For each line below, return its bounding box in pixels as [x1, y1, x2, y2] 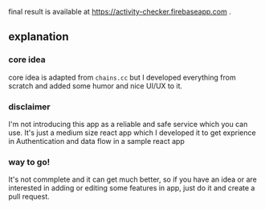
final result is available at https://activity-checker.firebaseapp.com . [8, 7, 231, 16]
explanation [8, 30, 69, 43]
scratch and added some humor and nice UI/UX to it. [8, 80, 183, 91]
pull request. [8, 192, 50, 202]
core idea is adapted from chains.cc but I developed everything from [8, 72, 236, 82]
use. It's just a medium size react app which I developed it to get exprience [8, 128, 256, 137]
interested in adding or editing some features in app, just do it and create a [8, 183, 255, 193]
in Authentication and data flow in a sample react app [8, 136, 185, 145]
